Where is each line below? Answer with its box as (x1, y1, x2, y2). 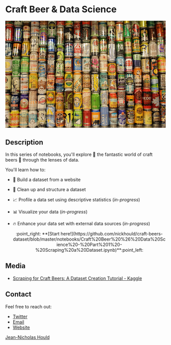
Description (5, 138, 43, 146)
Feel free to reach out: (5, 303, 52, 309)
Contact (5, 290, 32, 299)
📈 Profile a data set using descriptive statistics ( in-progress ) (12, 196, 140, 202)
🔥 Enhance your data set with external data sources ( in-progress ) (12, 220, 150, 226)
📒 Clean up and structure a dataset (12, 186, 86, 192)
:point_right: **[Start (16, 230, 60, 236)
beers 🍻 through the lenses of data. (5, 156, 80, 163)
